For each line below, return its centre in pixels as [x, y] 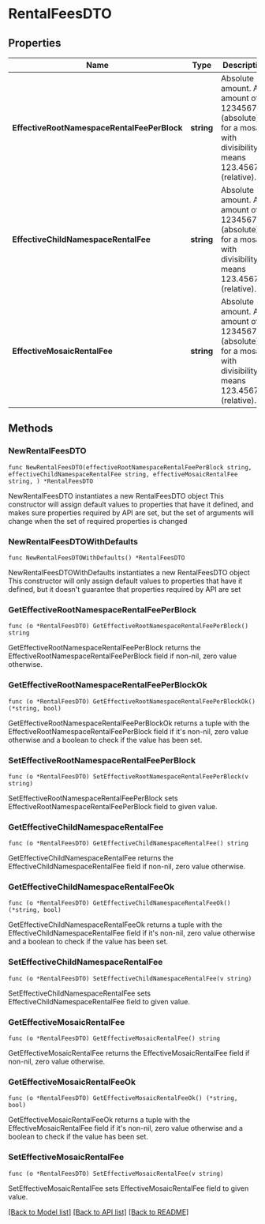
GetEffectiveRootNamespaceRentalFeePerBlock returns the [105, 648]
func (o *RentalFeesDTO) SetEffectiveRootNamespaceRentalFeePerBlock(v [128, 776]
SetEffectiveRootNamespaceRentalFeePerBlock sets [93, 798]
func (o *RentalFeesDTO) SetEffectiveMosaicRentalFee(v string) [116, 1173]
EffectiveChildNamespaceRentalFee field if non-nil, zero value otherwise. [127, 867]
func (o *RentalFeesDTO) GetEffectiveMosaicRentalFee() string [114, 1039]
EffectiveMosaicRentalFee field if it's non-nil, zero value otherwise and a [125, 1128]
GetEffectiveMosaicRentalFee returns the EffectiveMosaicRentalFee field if [129, 1053]
